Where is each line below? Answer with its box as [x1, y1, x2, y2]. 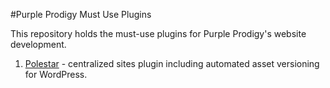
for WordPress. [24, 69, 88, 80]
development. [10, 39, 67, 50]
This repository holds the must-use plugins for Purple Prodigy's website [10, 28, 307, 39]
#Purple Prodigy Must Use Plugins [10, 9, 152, 20]
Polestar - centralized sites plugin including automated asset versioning [24, 58, 320, 69]
